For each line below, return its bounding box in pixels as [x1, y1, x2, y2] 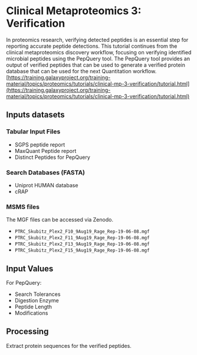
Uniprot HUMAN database [14, 181, 78, 188]
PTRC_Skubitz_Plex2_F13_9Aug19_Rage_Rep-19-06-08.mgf [14, 241, 150, 247]
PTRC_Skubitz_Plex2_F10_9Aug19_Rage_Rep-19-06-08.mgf [14, 229, 150, 235]
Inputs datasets [6, 110, 65, 120]
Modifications [14, 310, 48, 317]
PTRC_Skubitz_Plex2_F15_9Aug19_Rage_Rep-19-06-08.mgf [14, 247, 150, 253]
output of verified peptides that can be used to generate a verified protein [6, 61, 186, 69]
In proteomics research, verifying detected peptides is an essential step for [6, 36, 189, 43]
